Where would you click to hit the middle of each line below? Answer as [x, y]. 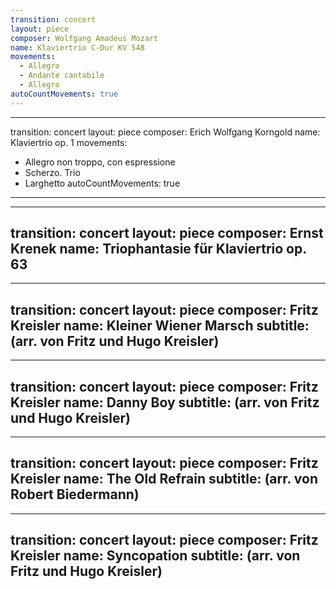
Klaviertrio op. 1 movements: [69, 142]
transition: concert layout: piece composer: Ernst [167, 233]
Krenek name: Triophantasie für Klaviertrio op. [158, 249]
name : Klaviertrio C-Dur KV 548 [77, 47]
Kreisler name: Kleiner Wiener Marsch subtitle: [160, 325]
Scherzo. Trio [52, 172]
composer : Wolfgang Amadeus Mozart [84, 38]
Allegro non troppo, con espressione [100, 162]
